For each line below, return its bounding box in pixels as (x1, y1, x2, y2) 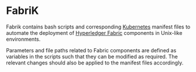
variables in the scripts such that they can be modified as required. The (6, 53, 178, 60)
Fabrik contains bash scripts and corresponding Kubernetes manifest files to (6, 23, 191, 30)
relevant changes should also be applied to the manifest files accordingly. (6, 59, 184, 66)
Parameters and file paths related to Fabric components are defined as (6, 46, 177, 53)
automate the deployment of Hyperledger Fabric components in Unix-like (6, 29, 183, 36)
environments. (6, 35, 41, 42)
